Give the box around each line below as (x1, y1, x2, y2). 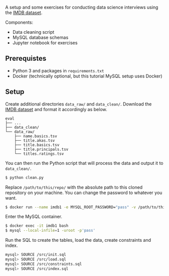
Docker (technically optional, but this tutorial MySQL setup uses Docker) (12, 73, 162, 79)
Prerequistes (5, 54, 47, 63)
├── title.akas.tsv (14, 138, 55, 143)
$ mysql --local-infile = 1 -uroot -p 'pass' (5, 228, 96, 233)
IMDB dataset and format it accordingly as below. (5, 106, 107, 112)
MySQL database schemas (12, 35, 69, 40)
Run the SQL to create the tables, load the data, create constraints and (5, 237, 151, 243)
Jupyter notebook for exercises (12, 40, 78, 46)
